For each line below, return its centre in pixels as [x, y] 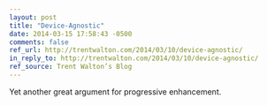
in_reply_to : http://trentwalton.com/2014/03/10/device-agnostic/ [134, 58]
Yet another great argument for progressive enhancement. [115, 91]
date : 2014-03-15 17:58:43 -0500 [71, 34]
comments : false [39, 42]
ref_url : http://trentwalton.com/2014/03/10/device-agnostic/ [126, 50]
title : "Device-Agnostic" [57, 26]
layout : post [33, 17]
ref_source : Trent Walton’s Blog [71, 67]
